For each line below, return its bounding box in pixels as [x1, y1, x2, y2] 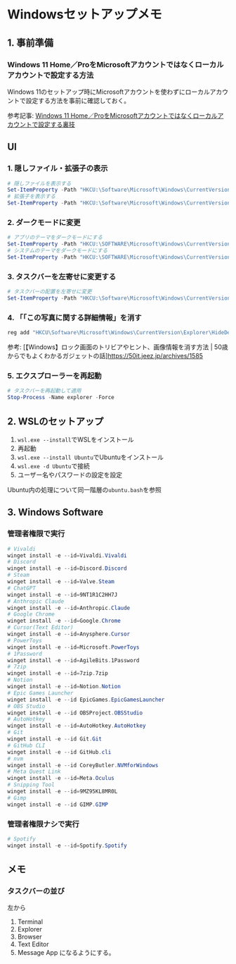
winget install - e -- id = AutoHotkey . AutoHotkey [7, 722, 146, 730]
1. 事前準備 [7, 37, 54, 49]
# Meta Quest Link [7, 768, 61, 776]
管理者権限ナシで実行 [7, 819, 79, 829]
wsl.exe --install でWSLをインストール [17, 435, 134, 444]
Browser [17, 932, 42, 941]
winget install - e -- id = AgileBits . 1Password [7, 657, 140, 664]
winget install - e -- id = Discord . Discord [7, 565, 128, 572]
